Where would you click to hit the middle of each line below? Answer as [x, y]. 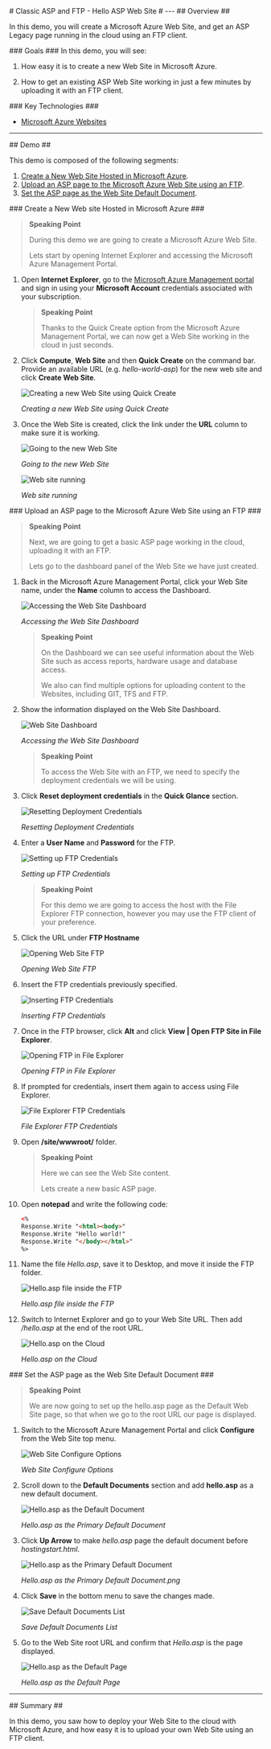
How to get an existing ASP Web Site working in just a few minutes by [136, 82]
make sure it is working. [60, 433]
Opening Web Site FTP [58, 969]
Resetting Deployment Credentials [78, 827]
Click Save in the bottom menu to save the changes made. [117, 1596]
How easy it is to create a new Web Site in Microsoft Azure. [119, 66]
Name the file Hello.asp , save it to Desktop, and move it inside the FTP [137, 1264]
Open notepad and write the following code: [94, 1204]
